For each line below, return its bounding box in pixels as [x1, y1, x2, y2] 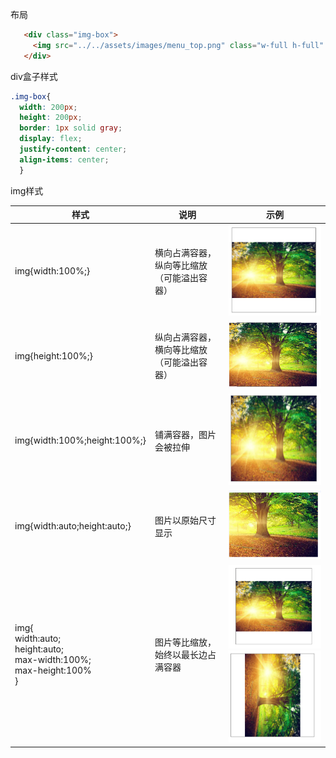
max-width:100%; [14, 654, 92, 666]
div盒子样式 [10, 70, 58, 82]
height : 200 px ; [19, 113, 83, 123]
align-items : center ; [19, 154, 110, 165]
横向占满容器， [154, 246, 217, 258]
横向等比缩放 [154, 344, 208, 356]
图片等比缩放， [154, 636, 217, 648]
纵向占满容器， [154, 331, 217, 343]
